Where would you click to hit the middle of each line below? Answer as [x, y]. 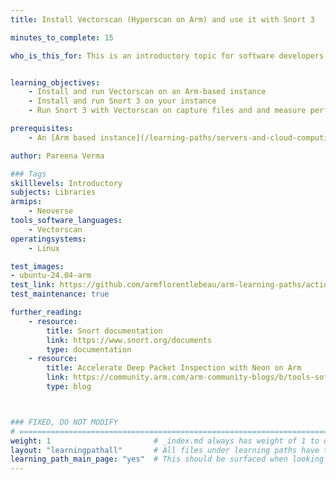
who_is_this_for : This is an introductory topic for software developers [167, 56]
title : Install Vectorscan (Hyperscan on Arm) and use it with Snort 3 [162, 19]
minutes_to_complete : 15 [62, 37]
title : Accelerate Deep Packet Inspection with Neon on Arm [174, 368]
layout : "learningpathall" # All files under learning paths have [165, 450]
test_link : [33, 285]
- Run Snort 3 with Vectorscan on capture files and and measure [167, 111]
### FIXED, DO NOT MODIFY [64, 422]
